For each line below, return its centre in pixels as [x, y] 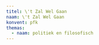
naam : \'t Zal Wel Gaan [35, 17]
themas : [16, 28]
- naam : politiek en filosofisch [52, 33]
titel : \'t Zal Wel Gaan [37, 11]
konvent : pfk [22, 22]
